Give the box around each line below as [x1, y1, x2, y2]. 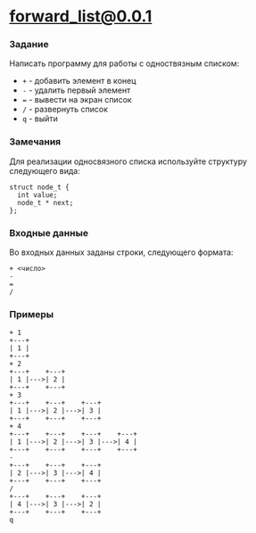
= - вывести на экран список [21, 94, 132, 105]
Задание [9, 38, 49, 51]
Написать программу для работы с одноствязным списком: [9, 58, 240, 69]
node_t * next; [17, 198, 74, 207]
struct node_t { [9, 183, 70, 192]
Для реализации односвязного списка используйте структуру [9, 156, 248, 167]
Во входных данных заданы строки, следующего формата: [9, 247, 234, 258]
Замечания [9, 135, 62, 148]
